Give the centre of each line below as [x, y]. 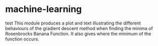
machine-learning [44, 9]
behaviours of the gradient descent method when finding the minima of [79, 28]
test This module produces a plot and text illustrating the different [73, 23]
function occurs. [22, 39]
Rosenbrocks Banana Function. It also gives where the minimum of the [78, 33]
